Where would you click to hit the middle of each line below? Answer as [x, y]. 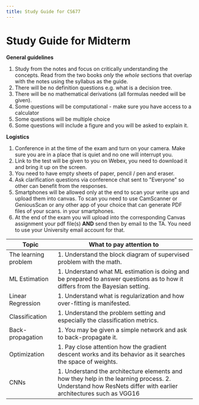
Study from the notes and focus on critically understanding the [91, 69]
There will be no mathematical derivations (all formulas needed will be [100, 94]
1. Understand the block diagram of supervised [123, 254]
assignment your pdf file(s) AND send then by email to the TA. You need [103, 223]
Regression [25, 303]
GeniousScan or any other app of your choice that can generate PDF [98, 205]
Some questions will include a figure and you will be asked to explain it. [101, 125]
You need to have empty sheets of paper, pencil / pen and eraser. [94, 173]
